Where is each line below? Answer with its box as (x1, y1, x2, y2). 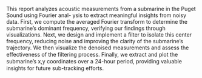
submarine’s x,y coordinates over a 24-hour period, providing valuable (6, 58, 182, 65)
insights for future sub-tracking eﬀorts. (6, 65, 104, 72)
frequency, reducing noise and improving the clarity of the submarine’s (6, 38, 183, 44)
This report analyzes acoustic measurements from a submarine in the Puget (6, 5, 196, 12)
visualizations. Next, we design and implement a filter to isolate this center (6, 31, 192, 38)
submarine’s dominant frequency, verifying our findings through (6, 24, 166, 32)
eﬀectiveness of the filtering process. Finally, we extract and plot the (6, 51, 178, 58)
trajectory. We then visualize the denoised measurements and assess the (6, 44, 189, 51)
